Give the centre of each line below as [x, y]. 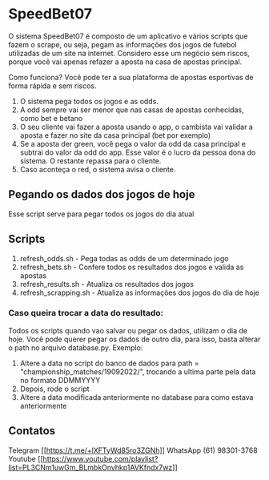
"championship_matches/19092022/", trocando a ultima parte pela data [138, 371]
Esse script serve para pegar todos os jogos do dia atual [101, 214]
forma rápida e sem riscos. [53, 86]
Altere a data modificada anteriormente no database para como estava [137, 397]
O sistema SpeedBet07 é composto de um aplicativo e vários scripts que [128, 36]
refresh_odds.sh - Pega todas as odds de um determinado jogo [124, 258]
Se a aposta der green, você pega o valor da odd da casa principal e [133, 143]
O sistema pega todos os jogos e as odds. [89, 101]
